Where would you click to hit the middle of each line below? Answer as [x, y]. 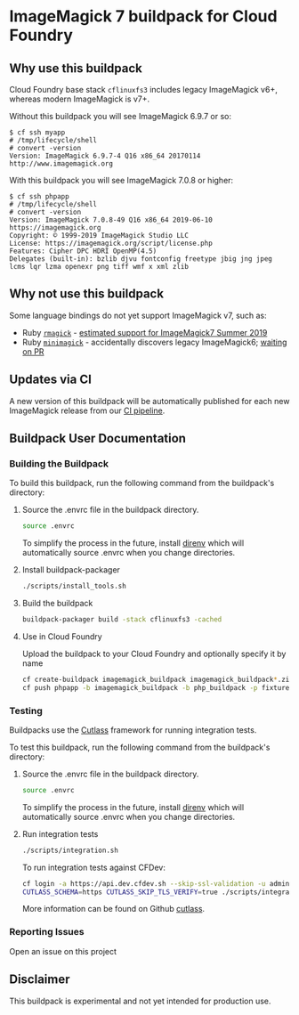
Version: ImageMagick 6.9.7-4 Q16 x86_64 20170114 [105, 156]
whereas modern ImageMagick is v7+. [80, 99]
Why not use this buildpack [87, 294]
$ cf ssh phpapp [39, 197]
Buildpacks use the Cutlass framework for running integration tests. [133, 730]
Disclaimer [40, 980]
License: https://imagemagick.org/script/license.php [111, 243]
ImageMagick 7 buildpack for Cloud [143, 16]
